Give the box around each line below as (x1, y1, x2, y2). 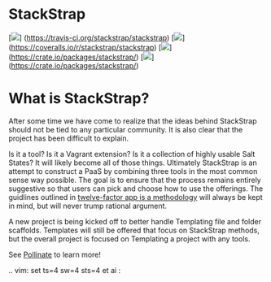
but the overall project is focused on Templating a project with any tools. (8, 233, 251, 244)
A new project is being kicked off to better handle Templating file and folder (8, 216, 262, 226)
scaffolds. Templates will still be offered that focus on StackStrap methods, (8, 225, 260, 235)
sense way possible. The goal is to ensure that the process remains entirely (8, 175, 262, 184)
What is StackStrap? (8, 89, 150, 108)
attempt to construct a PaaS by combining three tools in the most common (8, 166, 258, 176)
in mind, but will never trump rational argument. (8, 201, 168, 210)
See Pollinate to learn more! (8, 249, 102, 259)
